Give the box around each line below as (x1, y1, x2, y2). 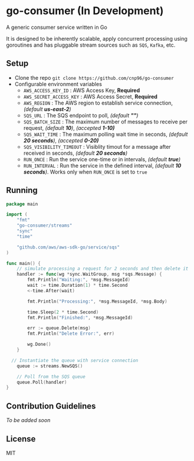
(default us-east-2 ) (23, 105, 72, 113)
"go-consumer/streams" (17, 223, 73, 228)
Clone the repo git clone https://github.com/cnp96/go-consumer (14, 74, 174, 81)
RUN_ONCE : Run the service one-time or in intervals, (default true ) (23, 155, 181, 163)
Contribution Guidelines (6, 401, 96, 411)
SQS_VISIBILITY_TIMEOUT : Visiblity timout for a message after (23, 143, 171, 150)
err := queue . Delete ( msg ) (27, 325, 91, 331)
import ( (6, 211, 28, 218)
